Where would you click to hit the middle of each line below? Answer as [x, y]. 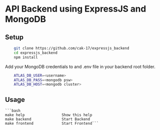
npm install [26, 57]
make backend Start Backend [48, 119]
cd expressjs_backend [36, 53]
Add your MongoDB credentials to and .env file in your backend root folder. [80, 66]
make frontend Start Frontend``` [52, 124]
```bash [13, 111]
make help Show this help [49, 115]
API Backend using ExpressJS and [76, 9]
